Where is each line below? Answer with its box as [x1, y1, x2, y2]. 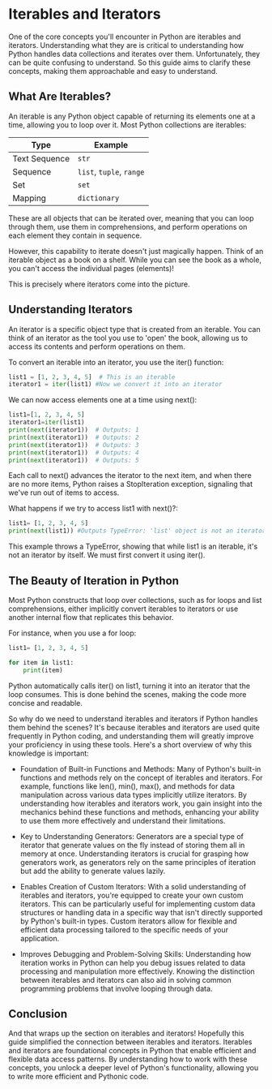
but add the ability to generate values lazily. [19, 866, 166, 876]
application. [19, 933, 60, 943]
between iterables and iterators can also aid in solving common [19, 975, 232, 984]
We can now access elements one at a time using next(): [8, 395, 198, 405]
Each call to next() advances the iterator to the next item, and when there [8, 471, 253, 480]
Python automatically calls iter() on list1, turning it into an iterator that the [8, 681, 251, 691]
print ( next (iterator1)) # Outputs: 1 [8, 426, 139, 434]
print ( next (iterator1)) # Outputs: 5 [8, 456, 139, 464]
